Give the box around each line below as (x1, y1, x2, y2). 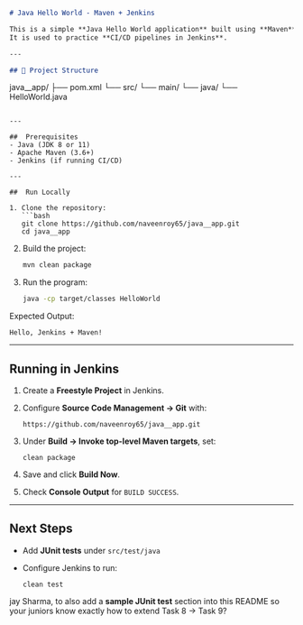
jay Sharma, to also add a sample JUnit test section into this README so (9, 595, 280, 606)
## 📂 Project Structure (9, 66, 99, 75)
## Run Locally (9, 188, 70, 198)
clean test (22, 580, 64, 589)
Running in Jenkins (9, 361, 120, 376)
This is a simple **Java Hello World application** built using (9, 24, 256, 33)
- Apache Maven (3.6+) (9, 149, 95, 158)
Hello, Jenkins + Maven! (9, 328, 103, 337)
